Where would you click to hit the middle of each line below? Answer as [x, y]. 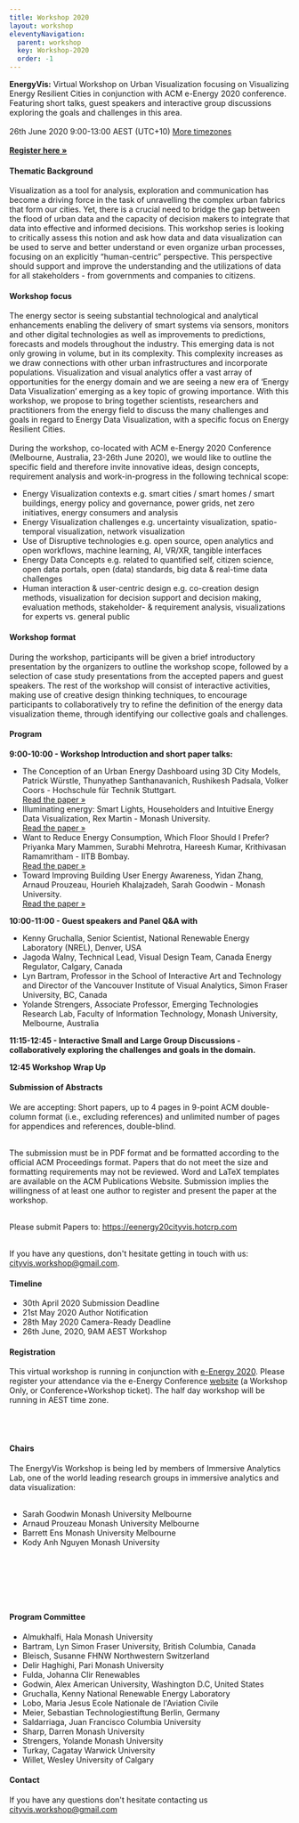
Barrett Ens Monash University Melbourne [99, 1533]
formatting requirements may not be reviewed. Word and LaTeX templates [145, 1172]
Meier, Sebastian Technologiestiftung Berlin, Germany [121, 1712]
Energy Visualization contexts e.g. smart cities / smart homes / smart [148, 494]
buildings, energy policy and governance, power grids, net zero [138, 503]
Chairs [22, 1448]
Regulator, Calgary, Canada [72, 966]
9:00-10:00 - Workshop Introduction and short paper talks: [121, 754]
